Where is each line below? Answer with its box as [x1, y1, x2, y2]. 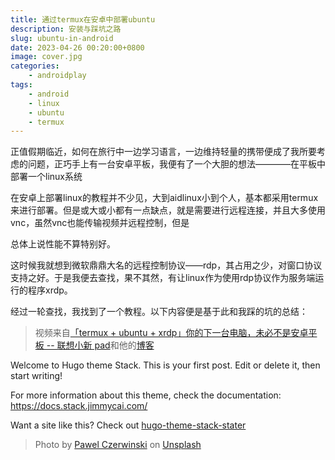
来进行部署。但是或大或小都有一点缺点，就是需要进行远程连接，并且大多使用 [10, 204, 326, 216]
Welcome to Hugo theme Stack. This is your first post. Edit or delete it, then [10, 359, 321, 371]
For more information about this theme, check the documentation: [10, 389, 282, 401]
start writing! [10, 370, 63, 382]
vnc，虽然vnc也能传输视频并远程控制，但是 [10, 217, 190, 229]
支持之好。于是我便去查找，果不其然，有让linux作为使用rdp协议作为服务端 [10, 272, 316, 284]
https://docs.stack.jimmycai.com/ [10, 400, 148, 412]
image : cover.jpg [10, 52, 83, 62]
